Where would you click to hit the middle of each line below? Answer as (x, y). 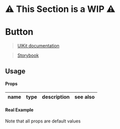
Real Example (19, 110)
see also (85, 97)
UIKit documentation (38, 46)
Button (19, 32)
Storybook (28, 55)
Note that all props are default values (43, 121)
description (56, 97)
